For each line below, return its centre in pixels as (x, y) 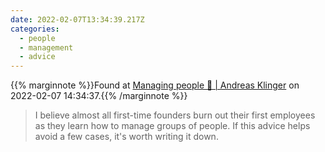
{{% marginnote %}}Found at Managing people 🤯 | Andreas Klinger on (155, 85)
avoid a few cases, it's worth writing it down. (126, 137)
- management (46, 47)
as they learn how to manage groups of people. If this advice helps (172, 126)
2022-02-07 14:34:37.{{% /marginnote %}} (99, 96)
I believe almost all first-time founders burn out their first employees (175, 115)
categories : (35, 29)
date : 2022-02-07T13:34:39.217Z (77, 19)
